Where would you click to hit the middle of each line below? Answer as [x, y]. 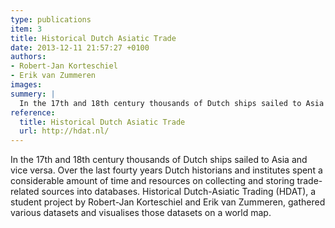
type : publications [51, 19]
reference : [33, 112]
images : [26, 85]
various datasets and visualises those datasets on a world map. [141, 213]
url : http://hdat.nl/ [64, 131]
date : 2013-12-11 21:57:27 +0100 [80, 47]
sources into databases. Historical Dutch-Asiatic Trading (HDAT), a [179, 192]
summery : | [33, 94]
